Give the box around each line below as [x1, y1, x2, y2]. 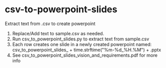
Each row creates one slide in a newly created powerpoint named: [12, 41, 152, 47]
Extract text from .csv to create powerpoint [5, 20, 96, 27]
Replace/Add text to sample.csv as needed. [12, 30, 105, 36]
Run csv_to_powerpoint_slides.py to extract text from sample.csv [12, 36, 150, 42]
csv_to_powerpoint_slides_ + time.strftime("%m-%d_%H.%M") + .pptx [12, 47, 161, 53]
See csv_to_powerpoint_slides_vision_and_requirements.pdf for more [12, 52, 158, 58]
